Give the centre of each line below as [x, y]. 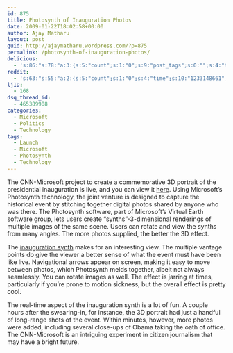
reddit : [18, 72]
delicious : [23, 59]
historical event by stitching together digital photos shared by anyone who [113, 204]
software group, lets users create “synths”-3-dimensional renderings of [109, 219]
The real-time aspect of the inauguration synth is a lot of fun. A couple [107, 305]
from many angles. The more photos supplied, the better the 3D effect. [108, 233]
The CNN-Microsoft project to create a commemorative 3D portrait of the [112, 182]
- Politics [29, 123]
